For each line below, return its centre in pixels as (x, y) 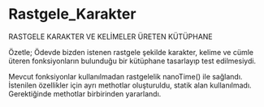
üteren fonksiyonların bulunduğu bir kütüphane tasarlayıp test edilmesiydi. (132, 61)
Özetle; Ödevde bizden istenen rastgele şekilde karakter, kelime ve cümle (131, 52)
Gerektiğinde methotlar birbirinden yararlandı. (85, 93)
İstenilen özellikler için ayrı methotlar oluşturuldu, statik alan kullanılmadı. (130, 85)
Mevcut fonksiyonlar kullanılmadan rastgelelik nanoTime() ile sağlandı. (126, 76)
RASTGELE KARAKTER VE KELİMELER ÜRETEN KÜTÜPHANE (110, 36)
